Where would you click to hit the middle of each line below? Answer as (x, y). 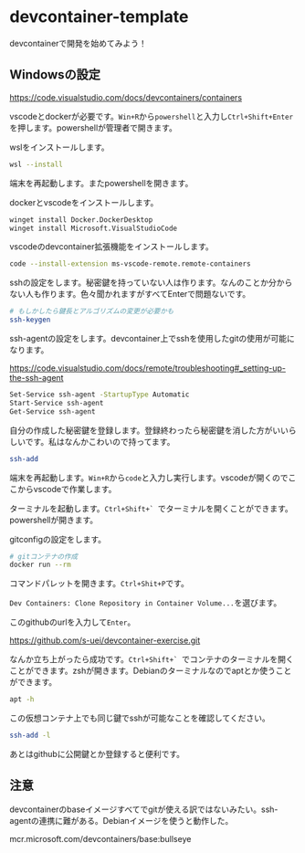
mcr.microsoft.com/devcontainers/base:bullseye (100, 838)
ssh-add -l (30, 736)
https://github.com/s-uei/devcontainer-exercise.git (105, 640)
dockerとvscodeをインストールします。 (84, 202)
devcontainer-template (99, 17)
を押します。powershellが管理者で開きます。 (94, 127)
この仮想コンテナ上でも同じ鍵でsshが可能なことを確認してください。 (140, 718)
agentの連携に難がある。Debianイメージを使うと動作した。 (121, 820)
